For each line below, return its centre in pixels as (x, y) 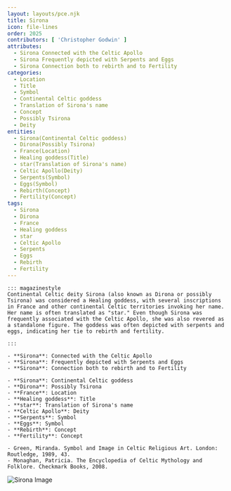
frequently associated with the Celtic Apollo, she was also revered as (116, 319)
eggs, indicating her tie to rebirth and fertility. (86, 331)
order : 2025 (25, 33)
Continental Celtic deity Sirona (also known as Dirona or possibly (110, 294)
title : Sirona (28, 20)
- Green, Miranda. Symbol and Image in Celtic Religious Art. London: (113, 448)
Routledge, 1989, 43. (39, 454)
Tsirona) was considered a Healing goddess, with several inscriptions (114, 300)
